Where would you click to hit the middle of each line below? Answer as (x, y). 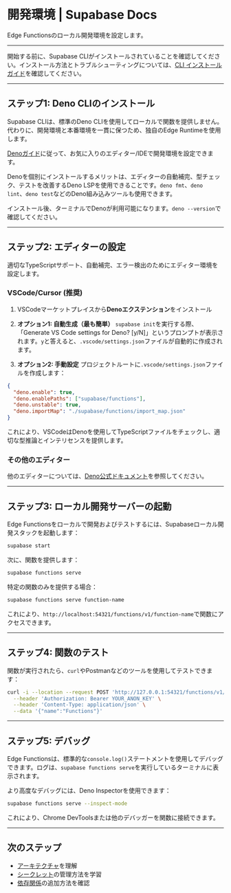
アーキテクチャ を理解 (47, 866)
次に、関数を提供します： (43, 560)
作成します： (47, 373)
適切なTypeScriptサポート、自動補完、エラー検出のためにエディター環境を (113, 265)
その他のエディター (39, 460)
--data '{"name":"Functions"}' (58, 712)
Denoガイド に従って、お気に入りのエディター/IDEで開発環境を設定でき (107, 153)
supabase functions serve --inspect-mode (67, 803)
